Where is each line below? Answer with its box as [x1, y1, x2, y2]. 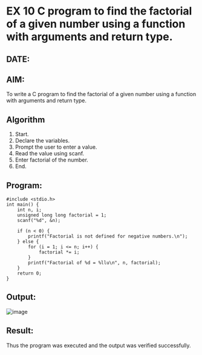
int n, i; [17, 207, 42, 213]
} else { [17, 239, 39, 245]
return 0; [17, 270, 42, 276]
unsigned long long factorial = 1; [17, 212, 107, 218]
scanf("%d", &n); [17, 218, 61, 224]
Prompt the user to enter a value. [15, 143, 97, 151]
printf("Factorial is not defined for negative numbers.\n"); [28, 233, 188, 239]
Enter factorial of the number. [15, 156, 89, 164]
